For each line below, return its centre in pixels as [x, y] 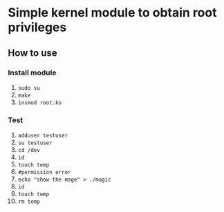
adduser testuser [43, 136]
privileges [37, 27]
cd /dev [29, 151]
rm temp [29, 202]
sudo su [29, 88]
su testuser [35, 143]
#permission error [44, 173]
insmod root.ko [40, 103]
